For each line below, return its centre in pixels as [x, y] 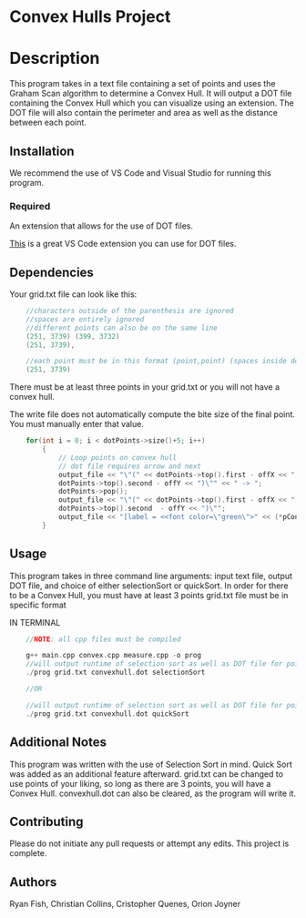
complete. [28, 853]
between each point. [48, 122]
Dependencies [51, 272]
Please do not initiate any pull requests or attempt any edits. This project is [149, 843]
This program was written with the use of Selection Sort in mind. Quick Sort [151, 764]
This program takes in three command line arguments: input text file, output [151, 576]
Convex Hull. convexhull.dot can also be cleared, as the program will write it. [153, 793]
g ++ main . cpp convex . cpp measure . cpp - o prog [114, 656]
